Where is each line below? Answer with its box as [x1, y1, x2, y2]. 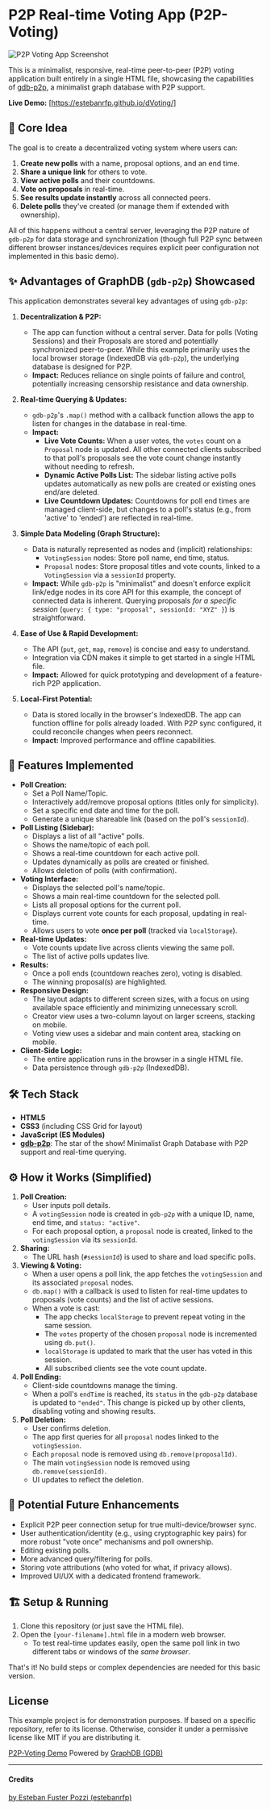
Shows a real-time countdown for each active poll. [31, 849, 200, 859]
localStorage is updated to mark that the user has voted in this [44, 1346, 252, 1356]
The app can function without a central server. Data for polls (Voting [31, 327, 258, 337]
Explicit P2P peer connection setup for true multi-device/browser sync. [19, 1519, 256, 1529]
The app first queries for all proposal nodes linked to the [31, 1432, 219, 1441]
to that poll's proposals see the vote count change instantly [44, 453, 242, 462]
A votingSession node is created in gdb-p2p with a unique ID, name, [31, 1209, 256, 1219]
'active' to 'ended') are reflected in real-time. [44, 512, 194, 522]
